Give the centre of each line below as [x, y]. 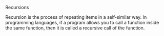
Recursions [17, 7]
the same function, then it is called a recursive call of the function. [75, 28]
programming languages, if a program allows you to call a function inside [82, 23]
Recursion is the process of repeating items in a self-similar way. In [76, 17]
